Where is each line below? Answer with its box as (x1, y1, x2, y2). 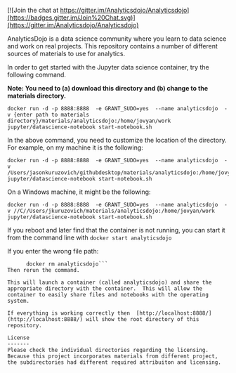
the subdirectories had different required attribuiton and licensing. (7, 359, 221, 366)
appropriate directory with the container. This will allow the (7, 285, 202, 292)
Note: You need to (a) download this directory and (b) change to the (7, 84, 209, 92)
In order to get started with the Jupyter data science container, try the (7, 63, 209, 71)
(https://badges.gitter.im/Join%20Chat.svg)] (7, 13, 136, 22)
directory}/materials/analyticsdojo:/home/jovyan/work (7, 117, 171, 124)
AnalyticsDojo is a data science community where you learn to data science (7, 34, 227, 43)
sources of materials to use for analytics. (7, 49, 126, 58)
